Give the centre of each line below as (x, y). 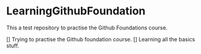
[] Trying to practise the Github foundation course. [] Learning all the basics (101, 39)
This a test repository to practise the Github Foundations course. (87, 28)
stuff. (13, 46)
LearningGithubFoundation (76, 11)
